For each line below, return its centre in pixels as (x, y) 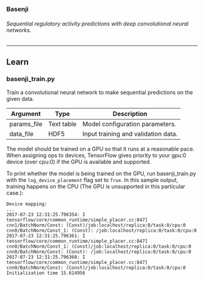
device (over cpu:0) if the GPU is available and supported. (79, 161)
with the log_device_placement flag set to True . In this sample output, (92, 180)
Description (130, 113)
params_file (26, 124)
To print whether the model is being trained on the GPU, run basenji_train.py (101, 173)
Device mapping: (27, 204)
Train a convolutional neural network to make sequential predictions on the (100, 92)
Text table (63, 124)
